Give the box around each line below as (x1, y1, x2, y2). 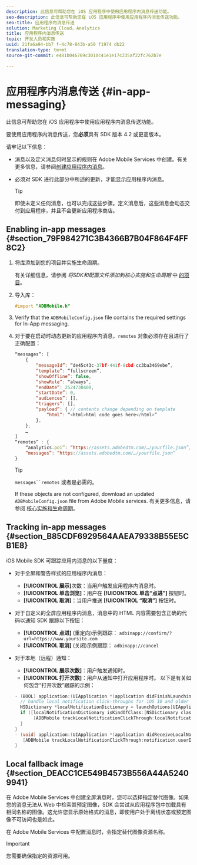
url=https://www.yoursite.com (23, 636, 98, 642)
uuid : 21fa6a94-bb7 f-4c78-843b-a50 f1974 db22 (6, 42, 125, 48)
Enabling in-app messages (6, 224, 106, 234)
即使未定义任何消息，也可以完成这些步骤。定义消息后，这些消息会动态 (14, 199, 185, 206)
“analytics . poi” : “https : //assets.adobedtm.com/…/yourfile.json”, (25, 445, 192, 451)
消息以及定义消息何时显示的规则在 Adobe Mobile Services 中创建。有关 (14, 156, 188, 163)
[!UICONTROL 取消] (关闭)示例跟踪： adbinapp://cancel (23, 642, 159, 649)
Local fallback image (6, 759, 84, 769)
